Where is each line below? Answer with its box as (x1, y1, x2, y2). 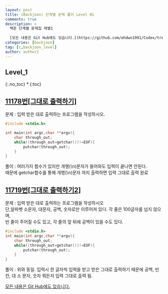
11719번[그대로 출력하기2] (5, 186, 81, 194)
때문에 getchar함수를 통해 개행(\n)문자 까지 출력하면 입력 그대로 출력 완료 (5, 170, 148, 176)
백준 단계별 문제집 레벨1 (9, 26, 53, 31)
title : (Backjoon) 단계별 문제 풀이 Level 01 (5, 12, 94, 17)
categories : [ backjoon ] (5, 40, 55, 45)
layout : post (5, 7, 32, 13)
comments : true (5, 17, 37, 22)
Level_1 (5, 68, 28, 76)
